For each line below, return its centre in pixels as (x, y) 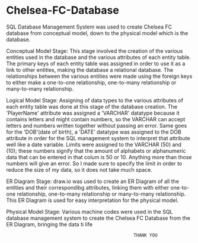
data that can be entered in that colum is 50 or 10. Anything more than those (99, 157)
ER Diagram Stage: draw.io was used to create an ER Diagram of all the (93, 181)
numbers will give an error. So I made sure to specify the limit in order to (94, 163)
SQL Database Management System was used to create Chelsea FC (89, 27)
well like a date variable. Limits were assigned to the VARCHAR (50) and (94, 144)
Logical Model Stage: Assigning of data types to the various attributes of (95, 100)
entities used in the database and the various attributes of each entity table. (99, 57)
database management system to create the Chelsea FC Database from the (98, 218)
